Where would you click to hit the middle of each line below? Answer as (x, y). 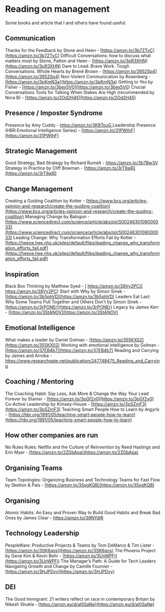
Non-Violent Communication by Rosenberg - (106, 76)
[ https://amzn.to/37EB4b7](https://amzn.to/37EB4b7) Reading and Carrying (82, 350)
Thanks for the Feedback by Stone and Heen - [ (53, 50)
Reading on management (57, 9)
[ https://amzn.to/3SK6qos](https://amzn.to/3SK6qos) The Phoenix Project (81, 550)
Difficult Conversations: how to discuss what (106, 55)
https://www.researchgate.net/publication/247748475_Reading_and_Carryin (82, 361)
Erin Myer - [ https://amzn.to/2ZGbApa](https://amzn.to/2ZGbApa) (72, 452)
